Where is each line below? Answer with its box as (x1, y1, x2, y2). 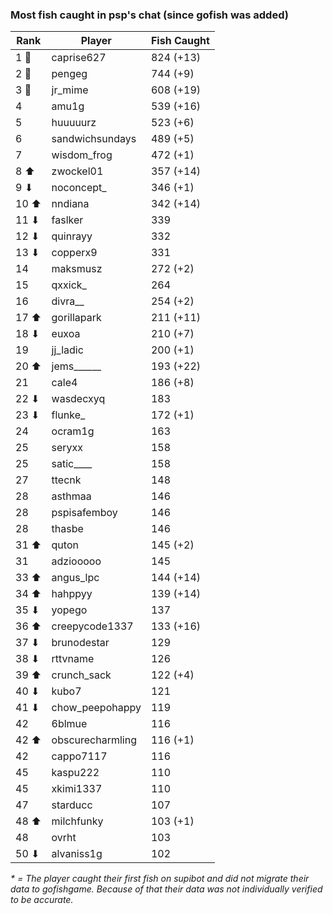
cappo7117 (51, 749, 108, 763)
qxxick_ (51, 278, 87, 292)
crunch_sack (51, 668, 112, 682)
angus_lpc (51, 571, 100, 585)
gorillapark (51, 311, 102, 325)
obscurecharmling (51, 733, 137, 747)
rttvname (51, 652, 95, 666)
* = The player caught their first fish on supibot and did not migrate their (10, 873, 310, 885)
